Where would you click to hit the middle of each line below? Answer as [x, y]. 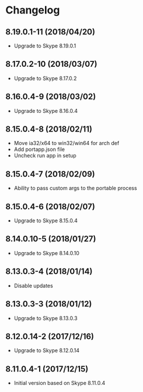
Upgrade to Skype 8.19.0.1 [45, 46]
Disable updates [33, 286]
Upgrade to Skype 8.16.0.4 [46, 111]
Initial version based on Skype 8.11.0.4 [60, 383]
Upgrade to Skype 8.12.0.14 [47, 350]
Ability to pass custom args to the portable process [76, 188]
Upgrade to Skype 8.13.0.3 [46, 318]
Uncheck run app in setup [45, 156]
